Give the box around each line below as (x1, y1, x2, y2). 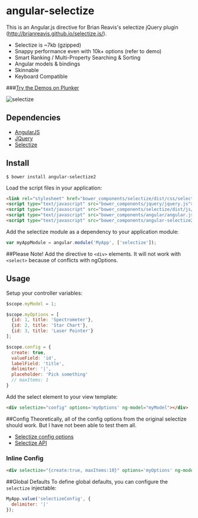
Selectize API (14, 439, 47, 447)
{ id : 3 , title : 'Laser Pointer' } (11, 328, 94, 334)
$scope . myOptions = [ (6, 311, 60, 317)
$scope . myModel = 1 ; (6, 301, 57, 307)
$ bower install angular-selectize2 (6, 174, 96, 180)
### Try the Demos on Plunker (6, 84, 80, 91)
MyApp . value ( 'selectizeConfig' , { (6, 496, 91, 501)
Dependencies (6, 113, 61, 123)
